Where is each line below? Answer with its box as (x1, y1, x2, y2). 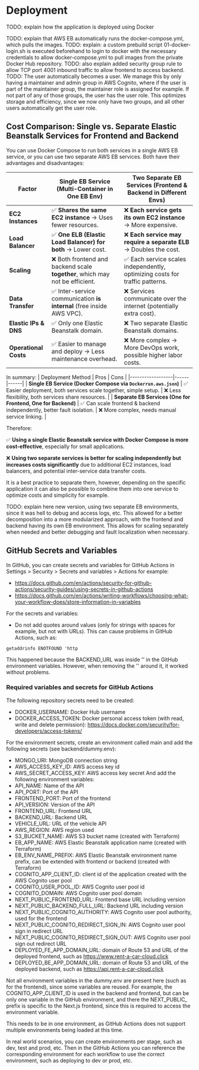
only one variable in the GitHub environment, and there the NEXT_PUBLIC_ (6, 996, 188, 1003)
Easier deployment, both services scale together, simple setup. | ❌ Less (6, 386, 181, 393)
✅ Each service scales (124, 255, 187, 263)
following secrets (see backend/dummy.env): (6, 745, 117, 752)
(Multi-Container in (56, 184, 114, 193)
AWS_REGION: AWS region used (14, 826, 94, 833)
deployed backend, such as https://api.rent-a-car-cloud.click (14, 965, 164, 972)
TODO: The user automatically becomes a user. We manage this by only (6, 73, 182, 80)
